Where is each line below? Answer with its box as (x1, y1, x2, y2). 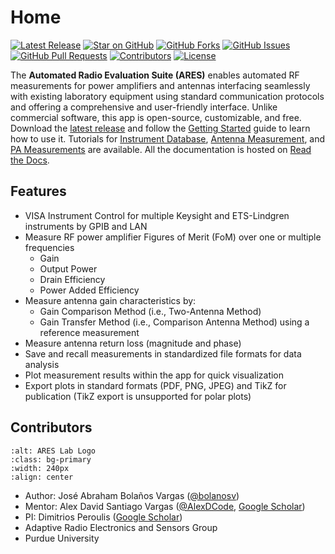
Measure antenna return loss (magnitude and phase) (24, 337, 242, 349)
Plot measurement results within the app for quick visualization (24, 369, 285, 381)
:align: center (10, 472, 74, 482)
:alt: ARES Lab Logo (10, 446, 97, 456)
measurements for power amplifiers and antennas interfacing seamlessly (10, 79, 311, 91)
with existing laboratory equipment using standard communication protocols (10, 90, 325, 102)
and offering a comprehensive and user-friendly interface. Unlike (10, 101, 278, 113)
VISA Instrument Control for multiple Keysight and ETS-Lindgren (24, 209, 290, 221)
